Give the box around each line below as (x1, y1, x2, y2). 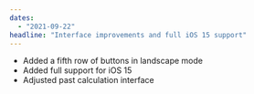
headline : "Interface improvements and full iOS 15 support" (9, 30, 248, 39)
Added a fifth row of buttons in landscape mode (22, 56, 204, 67)
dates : (9, 13, 35, 23)
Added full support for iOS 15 (22, 65, 132, 76)
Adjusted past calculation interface (22, 75, 154, 86)
